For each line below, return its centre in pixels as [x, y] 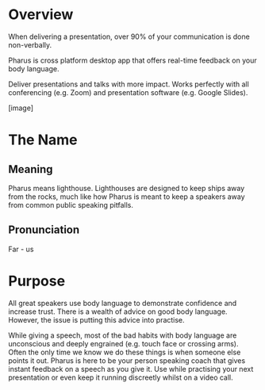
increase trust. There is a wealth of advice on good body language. [118, 312]
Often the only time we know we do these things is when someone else [125, 352]
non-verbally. [30, 44]
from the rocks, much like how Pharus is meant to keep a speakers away [127, 197]
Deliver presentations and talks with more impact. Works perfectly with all [129, 84]
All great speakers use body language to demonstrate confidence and [123, 303]
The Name [43, 140]
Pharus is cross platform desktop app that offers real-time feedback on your [132, 60]
